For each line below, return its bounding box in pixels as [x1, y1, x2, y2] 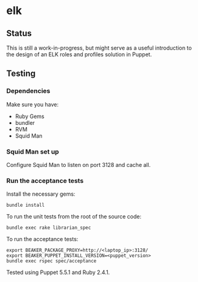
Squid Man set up [6, 147, 59, 156]
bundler [15, 119, 35, 126]
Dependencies [6, 87, 51, 95]
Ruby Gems [15, 113, 44, 120]
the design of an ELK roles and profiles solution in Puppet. [6, 51, 152, 58]
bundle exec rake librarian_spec [6, 224, 91, 231]
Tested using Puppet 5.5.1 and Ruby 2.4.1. [6, 269, 110, 276]
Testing [6, 69, 36, 79]
